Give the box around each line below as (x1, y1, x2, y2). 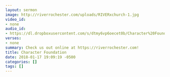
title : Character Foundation (5, 50, 67, 55)
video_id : (5, 17, 26, 22)
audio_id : (5, 26, 26, 31)
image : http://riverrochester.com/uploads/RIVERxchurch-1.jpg (5, 12, 139, 17)
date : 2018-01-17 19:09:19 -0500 (5, 54, 76, 60)
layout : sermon (5, 7, 37, 13)
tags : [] (5, 64, 24, 69)
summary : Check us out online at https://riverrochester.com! (5, 45, 139, 50)
